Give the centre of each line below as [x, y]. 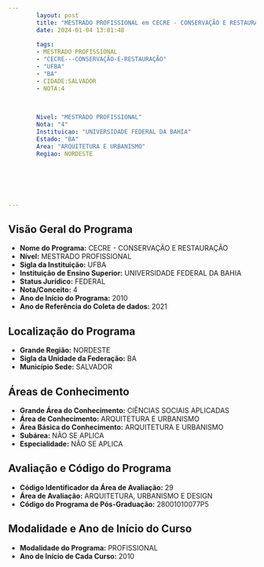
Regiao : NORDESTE [64, 154]
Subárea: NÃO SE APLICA [62, 436]
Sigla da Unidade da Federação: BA [78, 359]
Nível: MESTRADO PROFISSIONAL [75, 257]
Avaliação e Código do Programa [90, 468]
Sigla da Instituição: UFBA [63, 265]
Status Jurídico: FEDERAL [62, 282]
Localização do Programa [72, 331]
